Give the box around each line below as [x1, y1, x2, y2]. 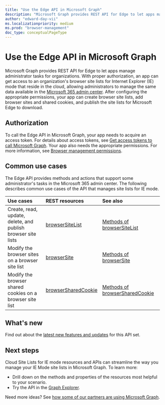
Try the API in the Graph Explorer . [12, 385, 80, 391]
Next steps [5, 346, 39, 355]
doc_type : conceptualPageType [5, 30, 67, 35]
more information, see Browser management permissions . [5, 148, 123, 154]
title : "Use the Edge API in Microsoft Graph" [5, 7, 102, 12]
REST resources [46, 197, 84, 204]
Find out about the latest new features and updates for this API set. [5, 332, 141, 338]
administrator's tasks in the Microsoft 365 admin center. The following [5, 180, 147, 186]
